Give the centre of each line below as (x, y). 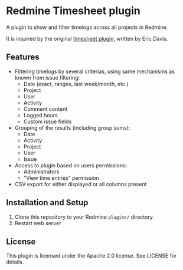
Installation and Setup (47, 203)
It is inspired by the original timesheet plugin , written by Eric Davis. (87, 38)
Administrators (41, 172)
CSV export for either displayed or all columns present (81, 184)
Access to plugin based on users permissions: (71, 165)
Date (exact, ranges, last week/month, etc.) (76, 84)
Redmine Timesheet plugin (73, 11)
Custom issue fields (48, 121)
